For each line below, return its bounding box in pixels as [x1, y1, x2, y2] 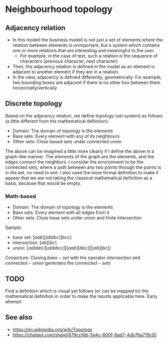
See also [5, 313, 33, 322]
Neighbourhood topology [5, 4, 113, 15]
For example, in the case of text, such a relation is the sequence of [20, 53, 158, 59]
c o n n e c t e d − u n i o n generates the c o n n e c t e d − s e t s [5, 260, 111, 266]
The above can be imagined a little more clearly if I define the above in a [5, 148, 154, 154]
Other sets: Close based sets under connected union [12, 138, 122, 144]
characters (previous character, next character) [20, 58, 118, 64]
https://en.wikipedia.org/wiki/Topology [12, 326, 93, 332]
